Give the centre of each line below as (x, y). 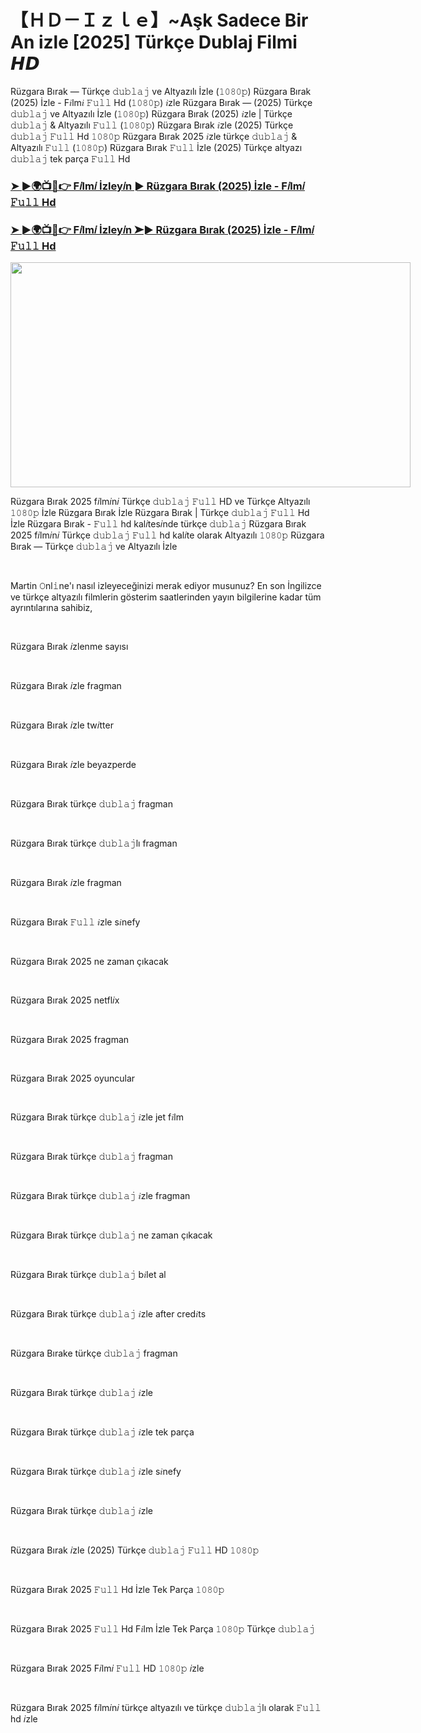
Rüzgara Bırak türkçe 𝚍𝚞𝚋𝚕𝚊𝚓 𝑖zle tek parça (102, 1432)
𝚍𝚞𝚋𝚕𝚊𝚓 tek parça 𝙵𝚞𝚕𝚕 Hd (70, 158)
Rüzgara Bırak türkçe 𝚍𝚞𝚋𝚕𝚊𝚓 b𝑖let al (88, 1275)
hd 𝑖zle (24, 1719)
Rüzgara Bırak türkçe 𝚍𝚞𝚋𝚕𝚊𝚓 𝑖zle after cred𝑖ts (108, 1314)
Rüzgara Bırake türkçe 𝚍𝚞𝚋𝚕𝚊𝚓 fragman (94, 1353)
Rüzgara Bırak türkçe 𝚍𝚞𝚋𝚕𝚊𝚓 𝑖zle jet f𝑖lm (97, 1117)
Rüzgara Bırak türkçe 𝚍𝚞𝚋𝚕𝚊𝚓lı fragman (94, 843)
